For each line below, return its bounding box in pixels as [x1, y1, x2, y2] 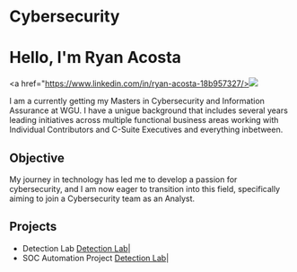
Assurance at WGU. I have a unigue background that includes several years [9, 105, 289, 116]
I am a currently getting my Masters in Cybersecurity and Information [9, 96, 265, 107]
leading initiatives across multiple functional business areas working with [9, 115, 279, 126]
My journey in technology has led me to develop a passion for [9, 173, 238, 185]
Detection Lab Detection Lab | [22, 242, 131, 253]
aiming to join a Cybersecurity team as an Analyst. [9, 193, 196, 204]
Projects [9, 219, 57, 234]
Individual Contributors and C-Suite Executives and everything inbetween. [9, 124, 284, 136]
